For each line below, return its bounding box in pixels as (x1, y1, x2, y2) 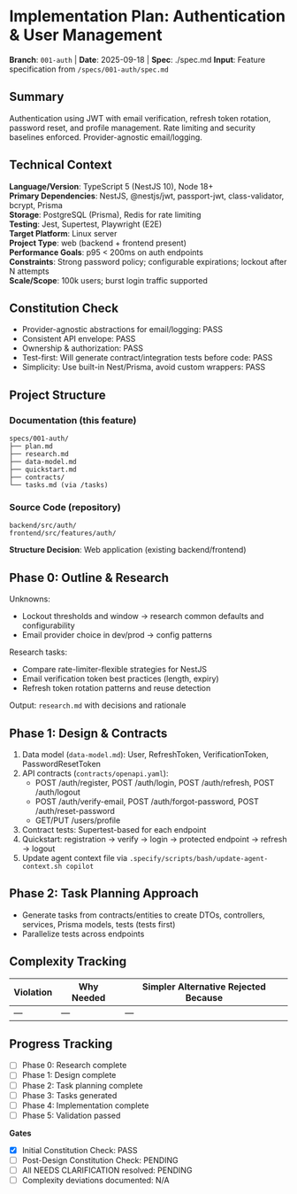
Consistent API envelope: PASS (21, 334, 136, 345)
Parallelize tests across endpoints (21, 928, 145, 939)
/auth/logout (34, 787, 81, 797)
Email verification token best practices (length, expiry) (21, 673, 219, 684)
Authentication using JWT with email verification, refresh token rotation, (9, 112, 271, 123)
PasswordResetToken (21, 758, 102, 769)
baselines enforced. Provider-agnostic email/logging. (9, 131, 203, 143)
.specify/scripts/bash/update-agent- (129, 854, 269, 863)
